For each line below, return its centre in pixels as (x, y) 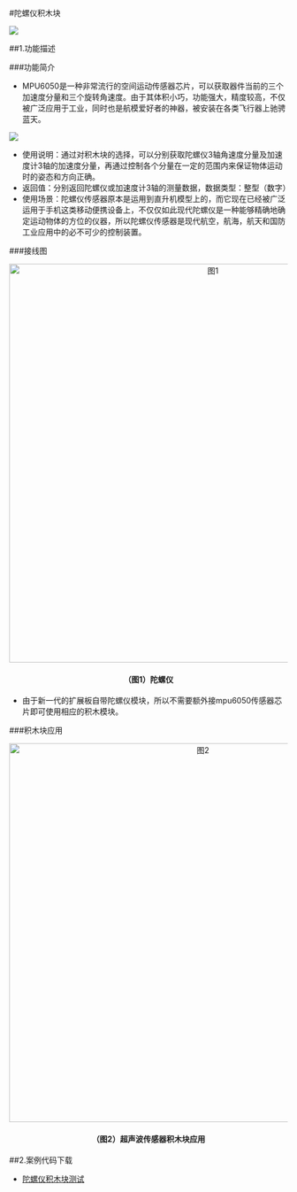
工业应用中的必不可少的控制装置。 (84, 232)
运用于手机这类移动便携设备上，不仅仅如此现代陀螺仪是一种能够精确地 (150, 210)
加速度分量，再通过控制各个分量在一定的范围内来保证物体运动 (170, 165)
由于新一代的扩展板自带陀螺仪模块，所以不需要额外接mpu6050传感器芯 (152, 701)
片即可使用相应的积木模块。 (72, 711)
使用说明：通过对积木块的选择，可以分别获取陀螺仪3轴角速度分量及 (145, 154)
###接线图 (28, 251)
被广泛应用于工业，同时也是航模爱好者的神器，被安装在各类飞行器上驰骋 (153, 108)
